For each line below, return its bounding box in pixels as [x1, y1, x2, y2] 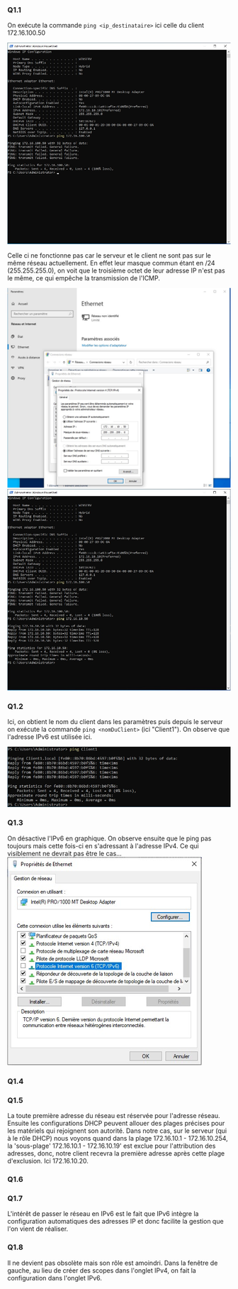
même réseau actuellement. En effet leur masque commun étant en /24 [7, 259, 215, 268]
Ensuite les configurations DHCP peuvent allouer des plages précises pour [7, 1119, 225, 1128]
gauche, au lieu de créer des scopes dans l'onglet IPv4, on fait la [7, 1266, 196, 1275]
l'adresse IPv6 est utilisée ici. [7, 733, 92, 741]
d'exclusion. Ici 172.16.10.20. [7, 1157, 89, 1165]
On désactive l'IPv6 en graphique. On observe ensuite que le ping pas [7, 834, 212, 843]
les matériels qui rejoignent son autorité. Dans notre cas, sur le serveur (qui [7, 1126, 227, 1135]
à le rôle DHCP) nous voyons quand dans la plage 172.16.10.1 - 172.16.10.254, [7, 1134, 228, 1143]
